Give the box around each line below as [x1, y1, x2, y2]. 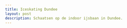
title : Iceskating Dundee [5, 7, 57, 12]
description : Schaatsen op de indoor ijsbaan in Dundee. [5, 16, 123, 20]
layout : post [5, 11, 32, 16]
